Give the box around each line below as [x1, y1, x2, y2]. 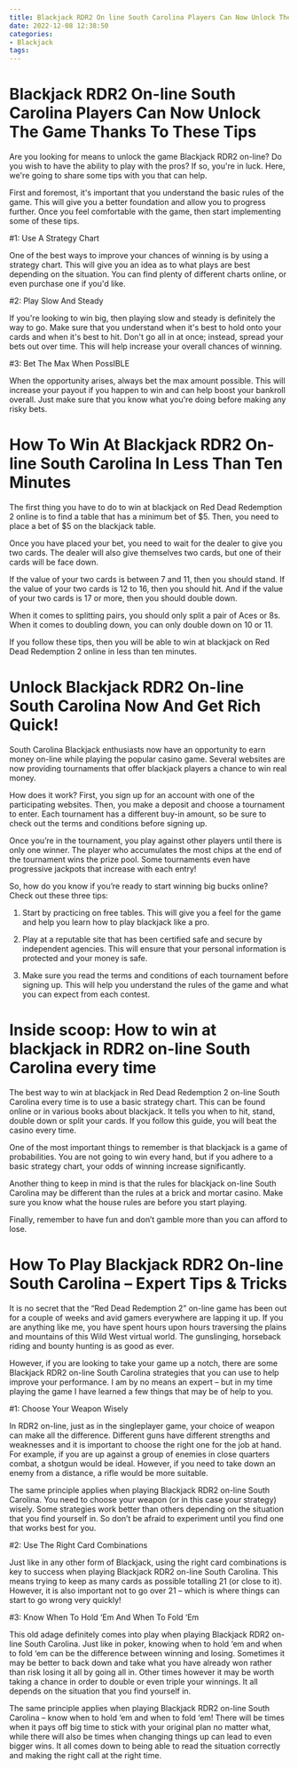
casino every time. [9, 1125, 77, 1135]
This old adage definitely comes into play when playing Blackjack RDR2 [9, 1629, 271, 1639]
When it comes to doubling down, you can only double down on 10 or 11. [9, 620, 273, 630]
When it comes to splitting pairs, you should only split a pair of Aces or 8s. [9, 610, 281, 620]
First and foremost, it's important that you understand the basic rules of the [9, 187, 285, 198]
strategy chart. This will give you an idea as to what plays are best [9, 259, 251, 271]
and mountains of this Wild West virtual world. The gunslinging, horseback [9, 1331, 282, 1341]
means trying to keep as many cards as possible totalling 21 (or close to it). [9, 1576, 282, 1586]
